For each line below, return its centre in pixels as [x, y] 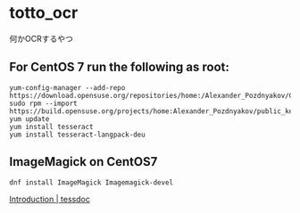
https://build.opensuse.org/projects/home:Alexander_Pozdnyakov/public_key [153, 111]
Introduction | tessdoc [50, 199]
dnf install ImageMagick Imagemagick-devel [92, 182]
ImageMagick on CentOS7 [83, 162]
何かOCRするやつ [41, 38]
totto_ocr [44, 13]
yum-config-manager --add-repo [67, 87]
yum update [29, 119]
